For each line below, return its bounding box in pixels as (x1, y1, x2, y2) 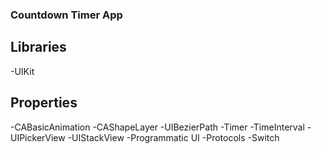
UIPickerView (10, 131, 66, 143)
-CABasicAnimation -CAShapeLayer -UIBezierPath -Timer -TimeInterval (10, 121, 305, 133)
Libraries (10, 39, 67, 56)
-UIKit (10, 65, 35, 77)
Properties (10, 94, 78, 112)
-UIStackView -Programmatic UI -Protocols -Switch (67, 131, 280, 143)
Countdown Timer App (10, 8, 123, 22)
